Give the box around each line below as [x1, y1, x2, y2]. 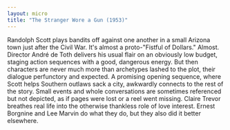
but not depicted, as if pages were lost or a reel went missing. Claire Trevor [7, 94, 221, 102]
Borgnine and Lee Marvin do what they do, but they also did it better [7, 109, 202, 118]
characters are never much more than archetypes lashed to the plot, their [7, 65, 216, 73]
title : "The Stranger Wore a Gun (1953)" [7, 17, 128, 24]
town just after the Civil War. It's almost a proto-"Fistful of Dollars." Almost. [7, 43, 220, 51]
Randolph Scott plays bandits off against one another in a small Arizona [7, 35, 211, 44]
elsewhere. [7, 116, 39, 124]
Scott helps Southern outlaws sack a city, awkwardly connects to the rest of [7, 80, 224, 88]
